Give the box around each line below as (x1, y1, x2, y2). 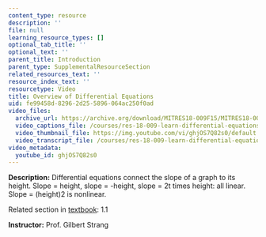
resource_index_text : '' (8, 77, 90, 85)
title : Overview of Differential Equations (8, 92, 154, 100)
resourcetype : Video (8, 85, 77, 93)
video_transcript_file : (15, 136, 93, 145)
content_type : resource (8, 11, 87, 20)
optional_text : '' (8, 48, 69, 56)
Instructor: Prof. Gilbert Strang (8, 220, 109, 230)
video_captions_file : (15, 122, 87, 130)
